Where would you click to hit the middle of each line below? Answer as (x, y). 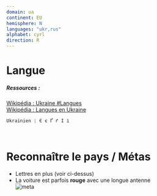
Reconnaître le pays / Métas (78, 157)
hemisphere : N (24, 23)
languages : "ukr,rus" (34, 29)
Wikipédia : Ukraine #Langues (44, 103)
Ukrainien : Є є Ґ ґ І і (38, 121)
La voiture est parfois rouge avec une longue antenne (83, 180)
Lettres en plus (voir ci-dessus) (55, 174)
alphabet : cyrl (26, 35)
